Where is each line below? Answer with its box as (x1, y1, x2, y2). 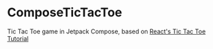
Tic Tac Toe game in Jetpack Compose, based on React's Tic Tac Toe (7, 27, 206, 35)
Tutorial (7, 34, 29, 42)
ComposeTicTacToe (7, 5, 123, 20)
